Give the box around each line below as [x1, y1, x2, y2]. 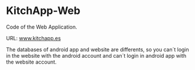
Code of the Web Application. [6, 23, 77, 30]
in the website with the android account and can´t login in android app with [6, 52, 186, 59]
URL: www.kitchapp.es [6, 34, 61, 41]
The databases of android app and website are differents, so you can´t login [6, 45, 189, 53]
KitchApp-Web [6, 4, 81, 17]
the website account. [6, 58, 57, 65]
